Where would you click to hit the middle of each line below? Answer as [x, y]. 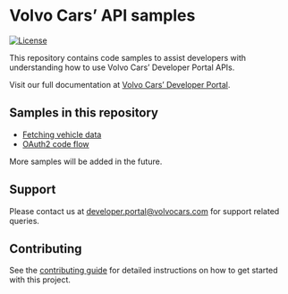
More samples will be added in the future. [86, 161]
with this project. [40, 280]
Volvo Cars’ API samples [102, 16]
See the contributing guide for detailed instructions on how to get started [144, 271]
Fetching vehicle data [62, 134]
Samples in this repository [84, 113]
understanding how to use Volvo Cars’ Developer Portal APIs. [122, 67]
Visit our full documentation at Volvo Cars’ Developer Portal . [120, 84]
